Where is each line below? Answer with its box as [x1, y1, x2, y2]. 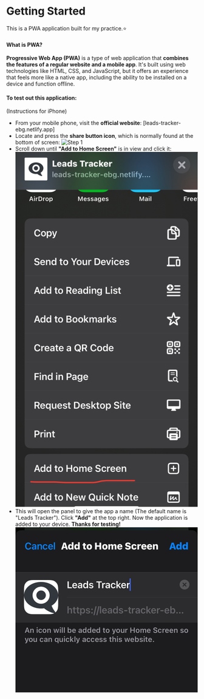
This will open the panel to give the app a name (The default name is [15, 508, 187, 515]
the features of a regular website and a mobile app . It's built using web [6, 61, 186, 68]
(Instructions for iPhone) [6, 107, 67, 115]
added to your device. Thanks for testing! [15, 520, 121, 528]
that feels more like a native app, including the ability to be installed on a [6, 74, 187, 81]
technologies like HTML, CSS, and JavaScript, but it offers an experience [6, 67, 189, 75]
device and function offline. [6, 80, 75, 87]
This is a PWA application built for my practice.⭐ [6, 24, 127, 32]
